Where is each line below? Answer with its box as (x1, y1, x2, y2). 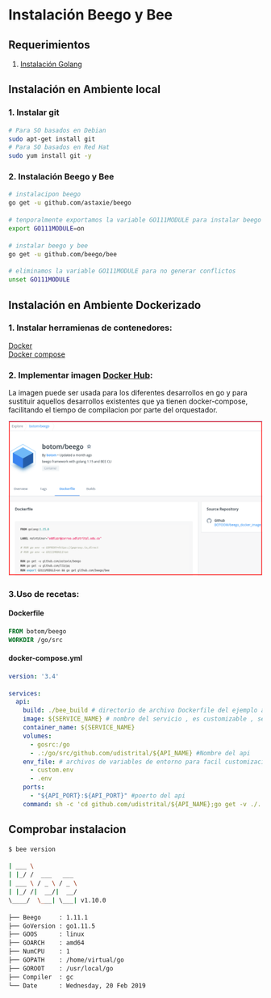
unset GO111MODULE (8, 276, 70, 284)
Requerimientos (8, 38, 90, 52)
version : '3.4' (8, 672, 60, 680)
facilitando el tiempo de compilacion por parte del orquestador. (8, 405, 218, 415)
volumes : (23, 732, 52, 740)
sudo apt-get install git (8, 135, 95, 143)
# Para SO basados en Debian (8, 126, 106, 134)
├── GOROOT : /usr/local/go (8, 964, 114, 972)
